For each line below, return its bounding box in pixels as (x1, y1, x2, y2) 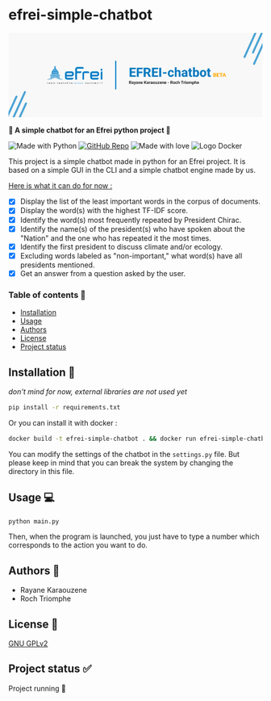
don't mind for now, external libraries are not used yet (8, 386, 188, 397)
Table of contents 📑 (8, 289, 86, 300)
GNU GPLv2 (8, 639, 48, 649)
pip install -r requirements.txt (8, 403, 121, 411)
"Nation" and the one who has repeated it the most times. (19, 233, 212, 243)
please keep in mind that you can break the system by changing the (8, 458, 234, 468)
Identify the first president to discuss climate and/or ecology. (19, 241, 223, 251)
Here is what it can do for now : (8, 181, 113, 191)
